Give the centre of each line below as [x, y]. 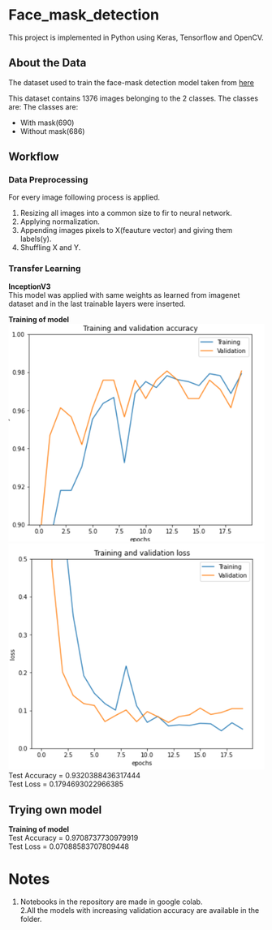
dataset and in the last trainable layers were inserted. [97, 304]
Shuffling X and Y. [50, 248]
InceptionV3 [30, 286]
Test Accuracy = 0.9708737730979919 [73, 838]
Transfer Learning [45, 269]
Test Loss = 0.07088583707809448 [69, 846]
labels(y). [36, 239]
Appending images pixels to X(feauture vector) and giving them [126, 230]
